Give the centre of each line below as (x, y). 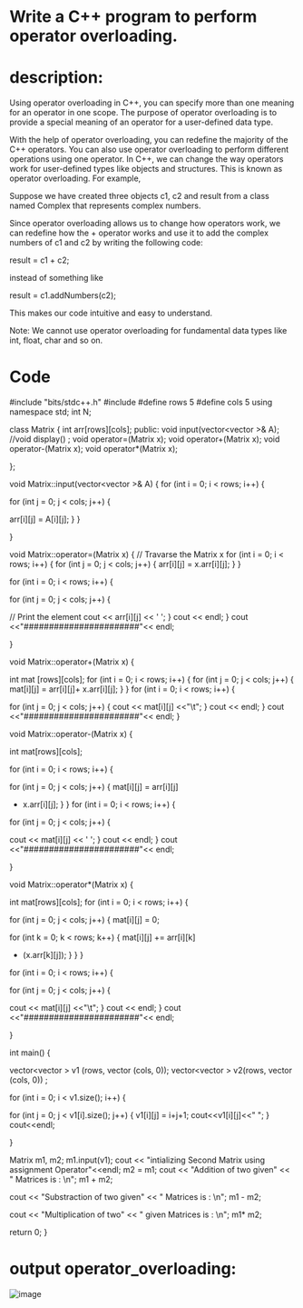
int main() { (30, 1053)
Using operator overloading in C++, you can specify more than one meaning (152, 103)
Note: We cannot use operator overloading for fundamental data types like (148, 331)
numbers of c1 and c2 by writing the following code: (106, 243)
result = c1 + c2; (39, 260)
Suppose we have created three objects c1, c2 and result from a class (139, 196)
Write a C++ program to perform (133, 17)
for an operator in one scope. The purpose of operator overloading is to (143, 113)
